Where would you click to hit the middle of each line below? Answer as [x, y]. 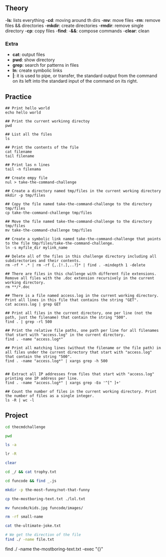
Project [17, 416]
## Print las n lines [28, 165]
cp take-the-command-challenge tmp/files [49, 213]
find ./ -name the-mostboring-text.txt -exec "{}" [54, 549]
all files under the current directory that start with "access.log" [79, 352]
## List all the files [29, 134]
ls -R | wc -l [20, 400]
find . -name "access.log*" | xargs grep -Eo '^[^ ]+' [63, 383]
